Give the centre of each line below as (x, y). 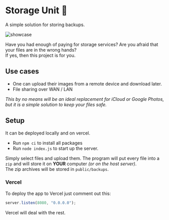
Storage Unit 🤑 (36, 10)
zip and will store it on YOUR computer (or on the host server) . (71, 164)
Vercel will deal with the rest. (36, 212)
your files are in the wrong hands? (41, 50)
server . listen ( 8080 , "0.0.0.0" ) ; (41, 203)
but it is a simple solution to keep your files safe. (56, 104)
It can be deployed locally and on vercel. (48, 133)
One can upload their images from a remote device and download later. (87, 83)
